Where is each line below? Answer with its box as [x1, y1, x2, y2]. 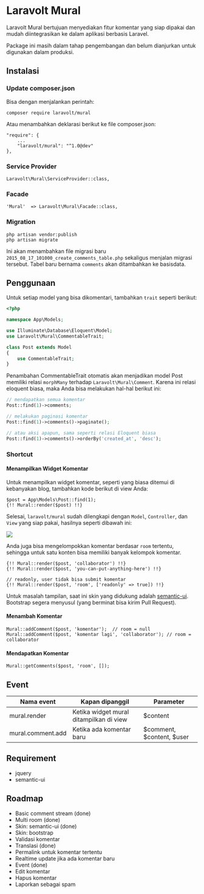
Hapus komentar [15, 874, 57, 881]
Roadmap [6, 793, 44, 804]
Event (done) [15, 861, 48, 869]
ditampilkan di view [72, 715, 127, 723]
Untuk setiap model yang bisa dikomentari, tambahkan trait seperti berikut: [6, 294, 197, 301]
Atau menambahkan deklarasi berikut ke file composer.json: [6, 120, 156, 127]
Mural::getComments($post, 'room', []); [6, 663, 110, 669]
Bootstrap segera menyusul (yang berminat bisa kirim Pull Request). [6, 598, 177, 606]
